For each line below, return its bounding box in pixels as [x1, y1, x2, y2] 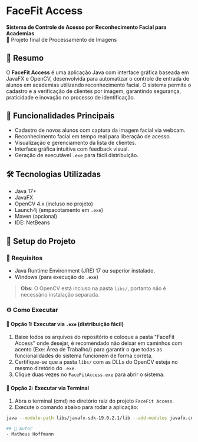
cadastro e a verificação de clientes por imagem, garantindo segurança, [6, 87, 181, 95]
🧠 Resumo [6, 53, 44, 63]
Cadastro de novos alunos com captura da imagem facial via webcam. [14, 127, 186, 134]
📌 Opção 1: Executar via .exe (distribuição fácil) [6, 320, 124, 327]
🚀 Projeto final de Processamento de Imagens [6, 36, 117, 43]
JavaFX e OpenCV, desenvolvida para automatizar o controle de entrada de [6, 75, 190, 82]
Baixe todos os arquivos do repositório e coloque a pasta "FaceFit [14, 334, 175, 341]
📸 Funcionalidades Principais [6, 111, 115, 121]
